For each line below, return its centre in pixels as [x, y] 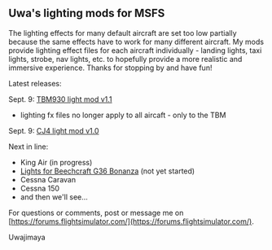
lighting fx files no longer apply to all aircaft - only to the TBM [123, 115]
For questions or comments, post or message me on [96, 213]
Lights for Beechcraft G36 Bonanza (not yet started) [107, 171]
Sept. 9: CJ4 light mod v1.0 [54, 130]
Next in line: [29, 147]
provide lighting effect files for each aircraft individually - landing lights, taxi [135, 50]
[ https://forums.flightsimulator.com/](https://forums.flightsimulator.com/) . [131, 221]
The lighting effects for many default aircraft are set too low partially [123, 33]
